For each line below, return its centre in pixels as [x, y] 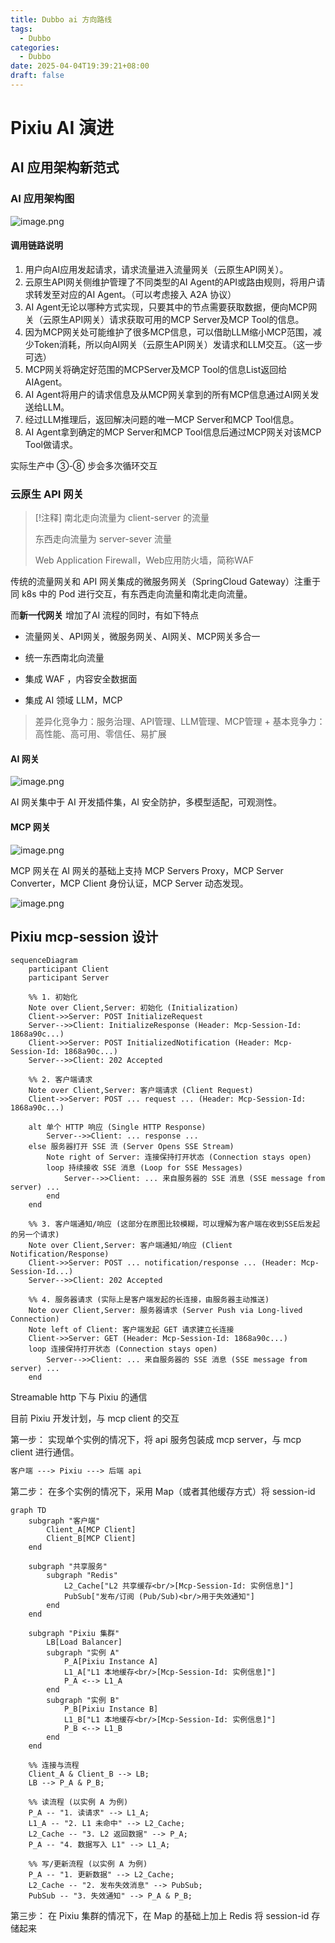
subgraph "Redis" [82, 1576]
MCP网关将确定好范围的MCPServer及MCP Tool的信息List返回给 [156, 369]
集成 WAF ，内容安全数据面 [81, 679]
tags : [21, 29]
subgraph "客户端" [64, 1521]
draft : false [37, 76]
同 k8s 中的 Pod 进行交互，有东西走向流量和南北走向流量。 [131, 594]
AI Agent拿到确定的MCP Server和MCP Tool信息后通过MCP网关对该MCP [173, 432]
